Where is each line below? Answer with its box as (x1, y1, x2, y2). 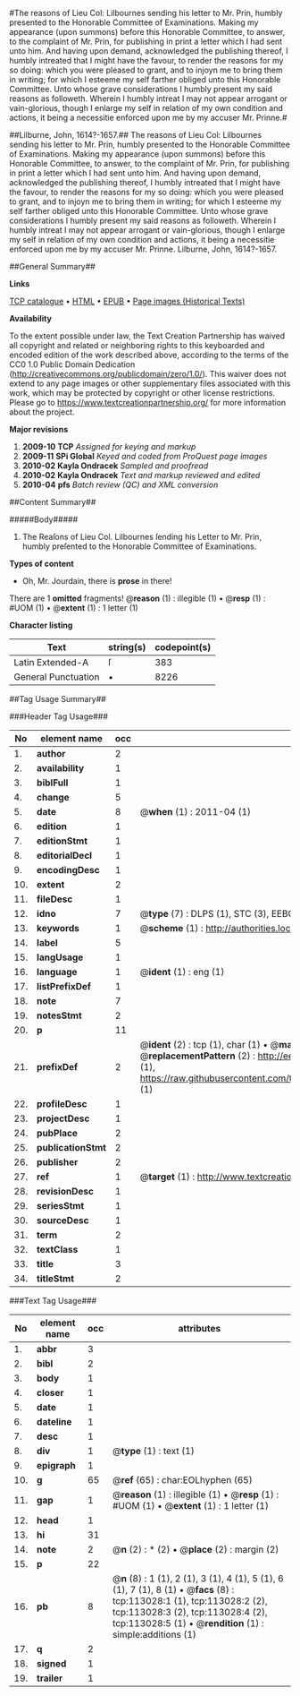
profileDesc (37, 1098, 87, 1109)
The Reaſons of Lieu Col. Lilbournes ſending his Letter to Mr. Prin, (21, 532, 262, 542)
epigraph (37, 1460, 76, 1471)
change (37, 792, 70, 803)
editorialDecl (37, 850, 92, 861)
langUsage (37, 951, 84, 964)
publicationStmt (37, 1142, 107, 1153)
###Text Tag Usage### (9, 1296, 97, 1306)
